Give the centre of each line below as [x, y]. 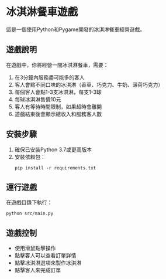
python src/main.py [30, 214]
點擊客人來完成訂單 [38, 270]
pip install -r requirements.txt [55, 168]
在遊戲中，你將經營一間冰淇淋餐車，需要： [57, 64]
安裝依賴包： [30, 156]
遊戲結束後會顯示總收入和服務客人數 [58, 114]
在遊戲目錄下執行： [29, 202]
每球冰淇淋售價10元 [38, 99]
